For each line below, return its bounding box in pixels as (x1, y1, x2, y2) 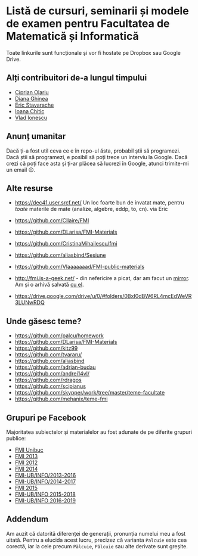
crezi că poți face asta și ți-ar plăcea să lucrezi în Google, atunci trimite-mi (6, 160, 189, 167)
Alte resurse (6, 183, 53, 193)
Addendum (6, 514, 49, 524)
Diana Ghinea (14, 95, 48, 102)
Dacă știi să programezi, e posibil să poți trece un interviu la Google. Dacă (6, 153, 188, 160)
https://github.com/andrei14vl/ (14, 370, 90, 377)
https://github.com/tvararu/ (14, 351, 82, 358)
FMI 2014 (14, 465, 38, 472)
